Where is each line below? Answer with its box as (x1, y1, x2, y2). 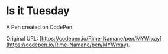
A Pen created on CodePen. (6, 23, 74, 31)
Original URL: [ (6, 35, 42, 42)
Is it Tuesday (6, 4, 70, 18)
